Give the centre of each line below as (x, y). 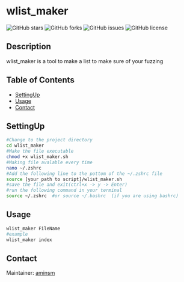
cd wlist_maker (25, 146)
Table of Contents (41, 80)
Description (29, 47)
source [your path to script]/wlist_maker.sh (64, 179)
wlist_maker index (29, 240)
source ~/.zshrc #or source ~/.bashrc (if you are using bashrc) (93, 196)
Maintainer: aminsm (31, 273)
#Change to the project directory (50, 140)
